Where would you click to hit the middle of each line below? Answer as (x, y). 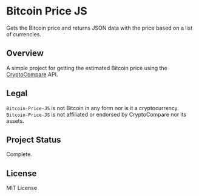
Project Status (34, 139)
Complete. (19, 154)
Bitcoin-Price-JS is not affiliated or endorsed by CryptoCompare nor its (96, 114)
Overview (25, 54)
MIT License (22, 188)
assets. (15, 121)
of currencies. (24, 34)
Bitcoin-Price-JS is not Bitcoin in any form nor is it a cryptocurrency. (93, 108)
